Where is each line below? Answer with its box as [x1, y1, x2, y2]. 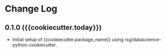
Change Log [5, 3, 57, 15]
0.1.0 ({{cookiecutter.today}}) [5, 23, 102, 32]
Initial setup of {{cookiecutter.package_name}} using [12, 36, 124, 42]
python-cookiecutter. [12, 42, 57, 48]
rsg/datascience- [125, 36, 161, 42]
